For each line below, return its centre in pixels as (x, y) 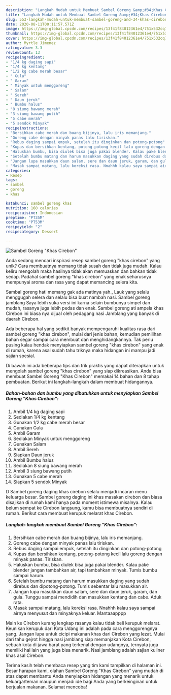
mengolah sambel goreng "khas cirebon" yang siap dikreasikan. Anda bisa (84, 371)
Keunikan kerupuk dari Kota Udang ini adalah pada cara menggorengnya (82, 628)
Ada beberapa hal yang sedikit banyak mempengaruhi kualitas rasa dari (81, 329)
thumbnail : (17, 34)
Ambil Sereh (26, 449)
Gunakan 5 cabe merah (38, 476)
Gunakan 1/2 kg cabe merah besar (49, 422)
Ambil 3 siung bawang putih (42, 471)
